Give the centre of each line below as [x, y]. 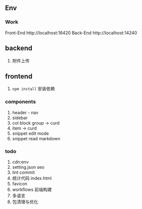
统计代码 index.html [32, 178]
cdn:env [20, 162]
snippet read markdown [36, 138]
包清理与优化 [25, 202]
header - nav [25, 112]
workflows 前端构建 [32, 189]
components [21, 102]
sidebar [20, 118]
